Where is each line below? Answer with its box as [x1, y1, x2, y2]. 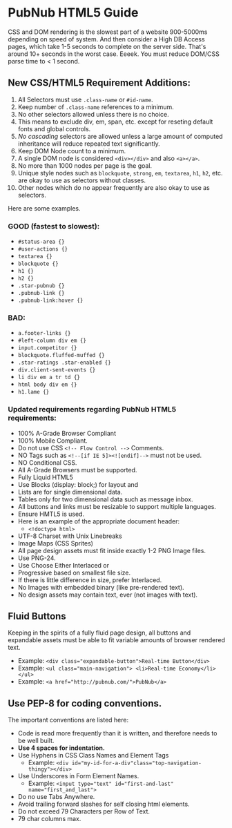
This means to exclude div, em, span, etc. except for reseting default [17, 117, 213, 126]
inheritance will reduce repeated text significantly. [17, 139, 161, 148]
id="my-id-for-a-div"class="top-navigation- [71, 760, 202, 767]
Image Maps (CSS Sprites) [17, 539, 94, 547]
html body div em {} [17, 381, 77, 388]
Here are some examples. [8, 204, 81, 212]
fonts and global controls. [17, 124, 91, 133]
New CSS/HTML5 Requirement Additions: [8, 77, 191, 89]
